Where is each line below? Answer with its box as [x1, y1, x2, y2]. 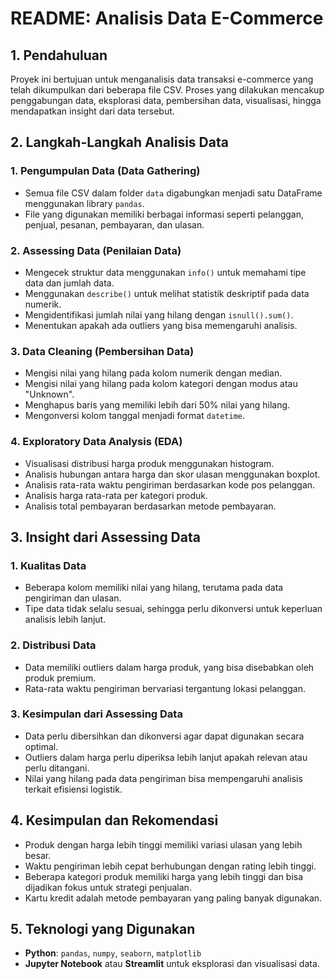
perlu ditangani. [24, 762, 90, 774]
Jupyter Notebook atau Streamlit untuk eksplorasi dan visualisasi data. [24, 958, 320, 970]
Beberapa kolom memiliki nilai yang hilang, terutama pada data [24, 582, 284, 594]
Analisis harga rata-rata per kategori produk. [24, 489, 209, 501]
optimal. [24, 740, 59, 752]
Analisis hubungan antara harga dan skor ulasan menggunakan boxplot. [24, 468, 321, 480]
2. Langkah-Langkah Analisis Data [10, 134, 229, 151]
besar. [24, 849, 52, 861]
